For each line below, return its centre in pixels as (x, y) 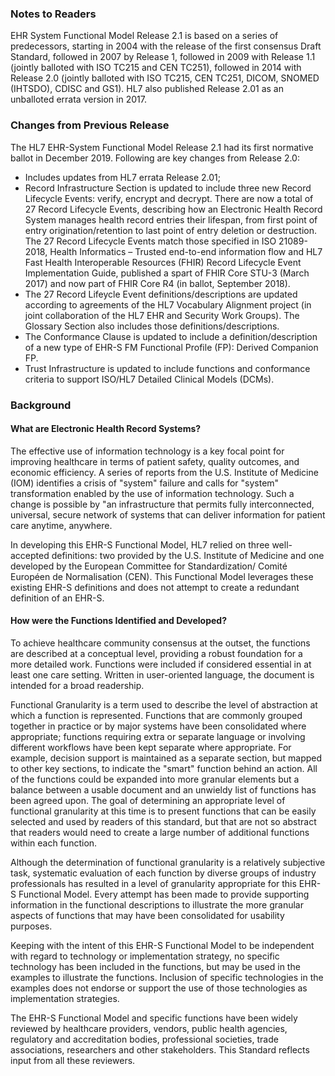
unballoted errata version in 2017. (78, 99)
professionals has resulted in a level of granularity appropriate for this (153, 883)
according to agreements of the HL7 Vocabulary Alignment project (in (168, 304)
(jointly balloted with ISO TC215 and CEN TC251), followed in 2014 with (156, 68)
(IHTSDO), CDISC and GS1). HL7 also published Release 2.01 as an (147, 89)
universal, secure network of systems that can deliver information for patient (168, 514)
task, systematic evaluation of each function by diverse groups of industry (163, 873)
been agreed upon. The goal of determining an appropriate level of (148, 800)
